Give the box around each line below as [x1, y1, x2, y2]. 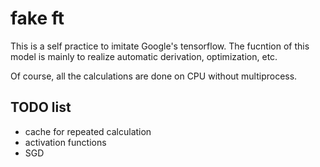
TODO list [10, 99, 72, 116]
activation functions [24, 136, 107, 148]
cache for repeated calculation [24, 125, 152, 137]
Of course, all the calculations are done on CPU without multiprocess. [10, 70, 298, 82]
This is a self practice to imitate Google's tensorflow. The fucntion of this [10, 40, 310, 52]
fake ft [10, 7, 65, 30]
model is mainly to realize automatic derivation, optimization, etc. [10, 50, 278, 62]
